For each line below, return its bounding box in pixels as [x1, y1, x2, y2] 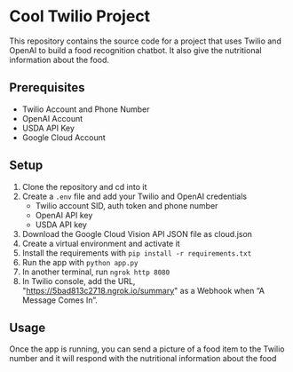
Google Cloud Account [21, 131, 107, 143]
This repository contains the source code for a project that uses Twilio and [9, 36, 281, 46]
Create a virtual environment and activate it [21, 238, 180, 249]
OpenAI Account [21, 113, 83, 123]
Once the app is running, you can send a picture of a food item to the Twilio [9, 344, 286, 354]
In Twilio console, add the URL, [21, 275, 136, 286]
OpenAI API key [35, 210, 93, 220]
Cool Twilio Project [9, 6, 151, 27]
